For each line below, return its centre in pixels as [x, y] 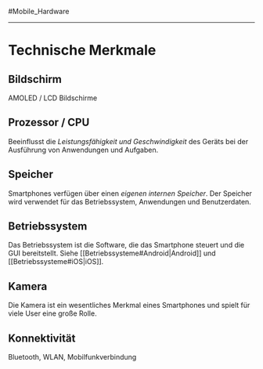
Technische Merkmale [82, 51]
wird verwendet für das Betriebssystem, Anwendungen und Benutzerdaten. [130, 201]
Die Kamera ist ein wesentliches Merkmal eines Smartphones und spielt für [129, 306]
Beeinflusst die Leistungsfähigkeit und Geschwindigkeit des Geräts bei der [128, 141]
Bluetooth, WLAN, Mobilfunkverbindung [72, 357]
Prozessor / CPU [49, 123]
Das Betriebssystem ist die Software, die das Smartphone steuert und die [126, 245]
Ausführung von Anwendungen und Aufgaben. [83, 150]
